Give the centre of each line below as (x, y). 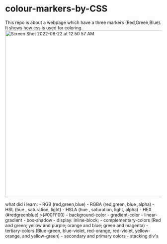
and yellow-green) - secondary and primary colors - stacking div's (90, 236)
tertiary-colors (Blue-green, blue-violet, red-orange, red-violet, (70, 231)
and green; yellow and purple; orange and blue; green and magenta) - (77, 225)
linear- (151, 215)
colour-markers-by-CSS (56, 9)
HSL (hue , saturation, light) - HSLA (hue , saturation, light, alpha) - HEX (78, 209)
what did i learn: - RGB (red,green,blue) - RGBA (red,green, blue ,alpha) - (80, 204)
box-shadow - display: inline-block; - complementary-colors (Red (94, 220)
